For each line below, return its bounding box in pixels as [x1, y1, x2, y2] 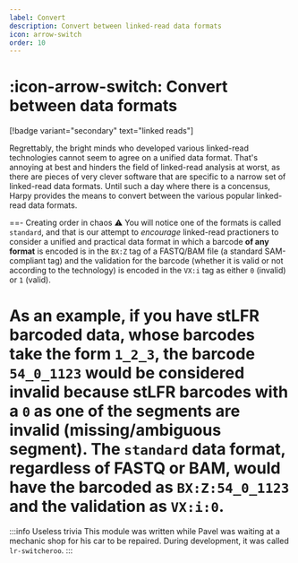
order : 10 [9, 38, 47, 48]
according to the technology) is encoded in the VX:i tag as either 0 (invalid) [9, 265, 286, 276]
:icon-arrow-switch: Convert [9, 77, 228, 97]
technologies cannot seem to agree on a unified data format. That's [9, 152, 258, 163]
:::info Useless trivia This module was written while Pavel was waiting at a [9, 526, 280, 537]
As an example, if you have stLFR [9, 306, 260, 326]
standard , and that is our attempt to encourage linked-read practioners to [9, 227, 279, 238]
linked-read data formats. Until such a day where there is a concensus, [9, 181, 271, 192]
